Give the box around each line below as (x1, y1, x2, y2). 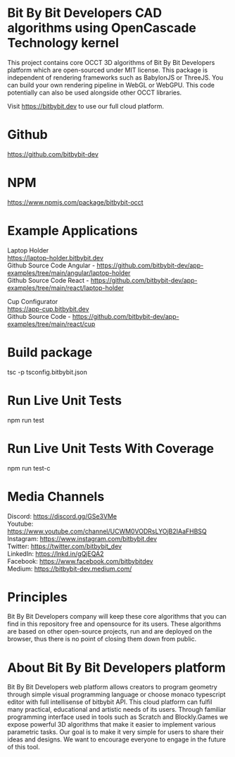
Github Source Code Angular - (7, 261, 96, 270)
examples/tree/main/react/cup (7, 320, 96, 328)
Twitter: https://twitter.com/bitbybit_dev (7, 542, 122, 550)
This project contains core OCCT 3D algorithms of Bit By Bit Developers (7, 58, 215, 66)
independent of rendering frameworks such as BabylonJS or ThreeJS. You (7, 73, 224, 82)
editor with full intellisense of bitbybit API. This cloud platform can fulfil (7, 698, 212, 706)
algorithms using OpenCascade (7, 20, 197, 36)
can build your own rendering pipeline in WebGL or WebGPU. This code (7, 80, 215, 89)
